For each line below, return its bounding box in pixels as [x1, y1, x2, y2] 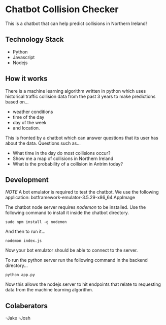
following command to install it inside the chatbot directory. [5, 210, 129, 216]
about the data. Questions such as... [5, 140, 81, 146]
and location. [12, 125, 40, 131]
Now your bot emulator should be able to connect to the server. [5, 247, 138, 253]
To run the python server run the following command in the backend [5, 257, 148, 263]
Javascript [12, 54, 35, 60]
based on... [5, 98, 29, 105]
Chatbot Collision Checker [5, 4, 119, 15]
